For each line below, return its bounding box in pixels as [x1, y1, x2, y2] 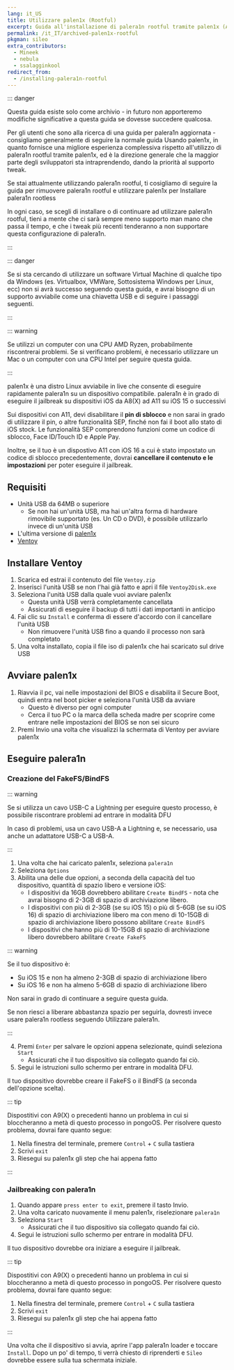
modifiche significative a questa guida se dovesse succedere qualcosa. [7, 115, 212, 123]
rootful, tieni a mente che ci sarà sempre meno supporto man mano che [7, 215, 213, 223]
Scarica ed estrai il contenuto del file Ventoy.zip [17, 576, 155, 584]
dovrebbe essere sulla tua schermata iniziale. [7, 1355, 137, 1364]
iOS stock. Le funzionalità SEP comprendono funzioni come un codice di [7, 425, 215, 434]
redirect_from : [7, 68, 52, 75]
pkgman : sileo [7, 36, 49, 43]
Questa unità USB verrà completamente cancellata [27, 598, 173, 606]
